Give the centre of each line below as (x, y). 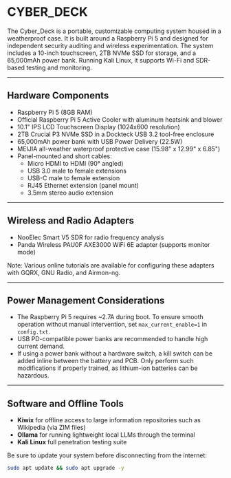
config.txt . (33, 332)
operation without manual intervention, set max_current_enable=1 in (112, 325)
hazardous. (33, 376)
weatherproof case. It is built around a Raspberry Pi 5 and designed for (108, 38)
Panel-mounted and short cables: (64, 156)
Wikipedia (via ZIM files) (51, 428)
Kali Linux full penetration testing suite (72, 442)
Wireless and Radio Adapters (71, 221)
